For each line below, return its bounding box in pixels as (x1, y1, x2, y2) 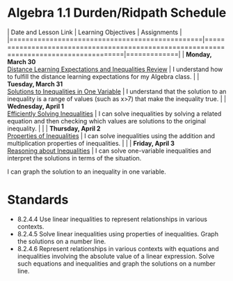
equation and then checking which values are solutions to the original (7, 116, 207, 125)
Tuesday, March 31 (7, 79, 63, 88)
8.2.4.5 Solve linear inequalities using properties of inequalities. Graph (17, 229, 219, 238)
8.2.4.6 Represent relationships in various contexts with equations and (17, 244, 219, 252)
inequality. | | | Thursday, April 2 (7, 124, 101, 132)
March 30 (7, 57, 36, 66)
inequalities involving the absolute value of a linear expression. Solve (17, 252, 215, 260)
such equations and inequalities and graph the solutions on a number (17, 259, 216, 268)
